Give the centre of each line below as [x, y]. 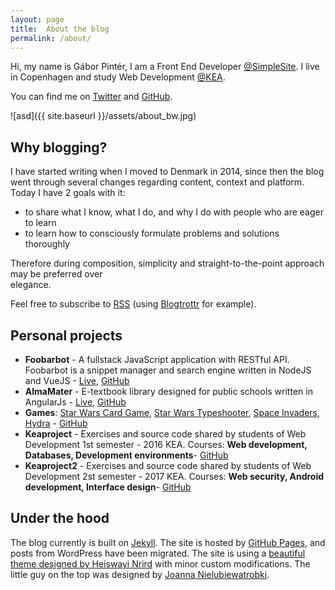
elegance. [31, 285]
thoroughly [47, 244]
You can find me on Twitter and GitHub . [91, 97]
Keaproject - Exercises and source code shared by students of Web [165, 434]
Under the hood [60, 518]
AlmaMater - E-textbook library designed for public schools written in [168, 391]
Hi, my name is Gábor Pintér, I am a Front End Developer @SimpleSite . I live [165, 67]
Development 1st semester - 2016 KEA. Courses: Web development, [166, 444]
